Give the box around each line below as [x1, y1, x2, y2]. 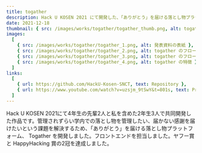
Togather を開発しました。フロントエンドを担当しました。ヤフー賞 [28, 132, 195, 139]
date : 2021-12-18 [6, 20, 50, 26]
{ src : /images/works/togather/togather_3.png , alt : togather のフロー [17, 53, 197, 59]
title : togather [6, 8, 47, 15]
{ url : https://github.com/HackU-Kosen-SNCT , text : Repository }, [17, 82, 187, 88]
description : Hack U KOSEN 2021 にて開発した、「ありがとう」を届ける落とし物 [6, 14, 186, 20]
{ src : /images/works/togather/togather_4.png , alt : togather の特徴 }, [17, 59, 200, 65]
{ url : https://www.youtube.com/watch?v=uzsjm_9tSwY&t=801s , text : [17, 87, 189, 93]
